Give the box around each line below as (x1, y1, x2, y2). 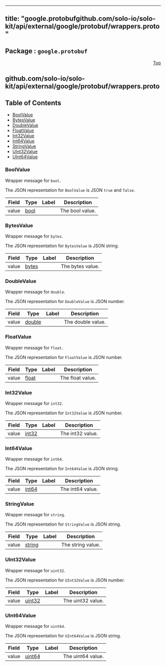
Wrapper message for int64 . (5, 456, 63, 462)
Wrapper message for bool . (5, 178, 61, 183)
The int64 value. (60, 486, 98, 492)
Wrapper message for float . (5, 345, 63, 351)
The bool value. (60, 207, 96, 214)
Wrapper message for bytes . (5, 233, 63, 239)
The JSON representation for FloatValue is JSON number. (5, 354, 123, 360)
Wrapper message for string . (5, 512, 66, 518)
